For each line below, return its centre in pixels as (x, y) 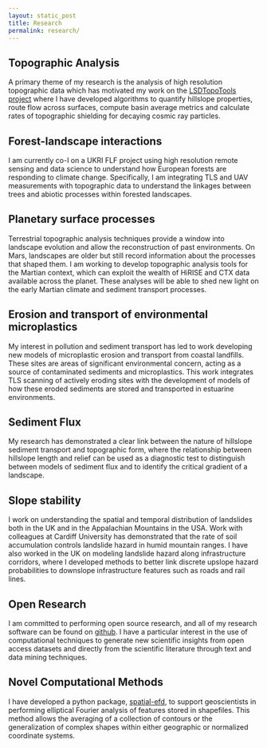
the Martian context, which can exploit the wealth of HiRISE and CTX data (129, 272)
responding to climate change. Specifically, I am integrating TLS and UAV (128, 177)
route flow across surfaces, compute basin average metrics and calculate (129, 108)
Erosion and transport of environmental (108, 315)
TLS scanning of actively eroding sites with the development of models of (130, 380)
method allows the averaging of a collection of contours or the (110, 718)
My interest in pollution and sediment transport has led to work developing (130, 346)
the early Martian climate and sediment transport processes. (108, 289)
